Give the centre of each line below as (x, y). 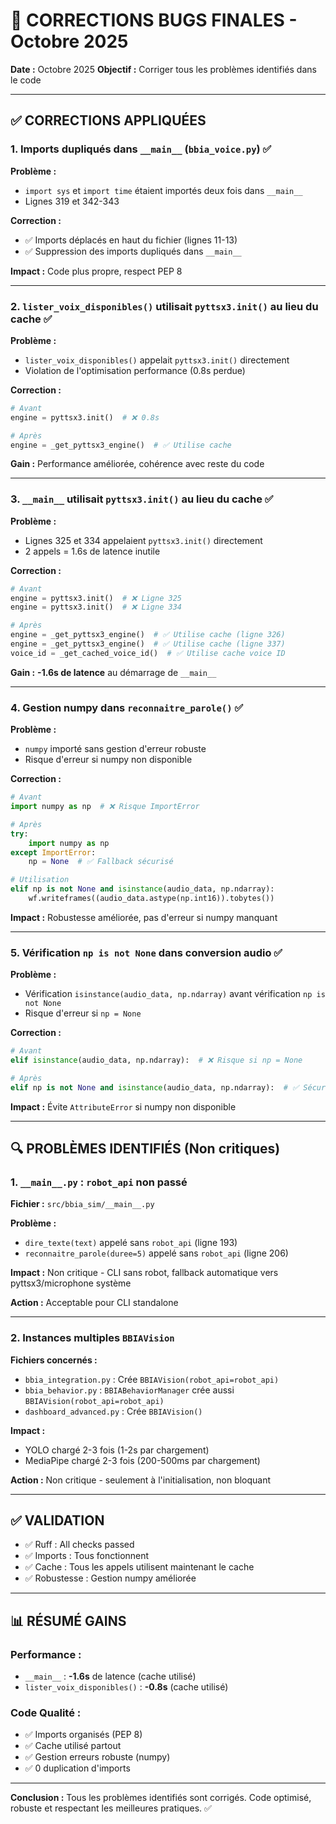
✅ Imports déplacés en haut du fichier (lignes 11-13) (131, 240)
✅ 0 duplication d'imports (77, 1768)
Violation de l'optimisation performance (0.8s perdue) (135, 370)
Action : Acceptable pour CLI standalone (94, 1303)
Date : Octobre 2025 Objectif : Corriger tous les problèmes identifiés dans (163, 69)
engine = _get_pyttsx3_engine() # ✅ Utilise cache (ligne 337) (148, 644)
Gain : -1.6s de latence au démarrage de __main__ (113, 672)
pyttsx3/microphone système (71, 1283)
